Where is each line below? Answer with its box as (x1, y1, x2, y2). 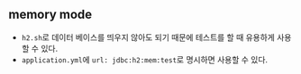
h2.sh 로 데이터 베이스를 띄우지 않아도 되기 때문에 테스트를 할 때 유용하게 (21, 31, 276, 43)
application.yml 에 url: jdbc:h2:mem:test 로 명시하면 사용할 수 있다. (21, 53, 268, 65)
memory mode (8, 7, 93, 22)
